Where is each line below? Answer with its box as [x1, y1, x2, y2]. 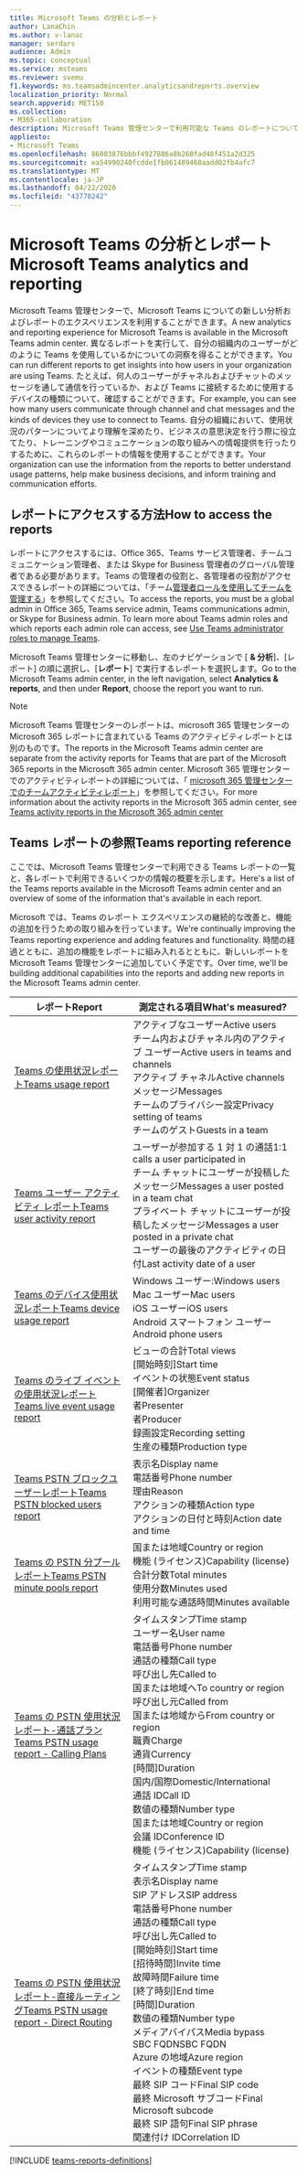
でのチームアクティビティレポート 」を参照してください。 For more [9, 786, 258, 797]
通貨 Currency [132, 1748, 192, 1761]
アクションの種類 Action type [132, 1498, 256, 1511]
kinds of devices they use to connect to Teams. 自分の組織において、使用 [9, 413, 286, 425]
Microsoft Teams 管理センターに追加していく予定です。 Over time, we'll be [9, 957, 289, 968]
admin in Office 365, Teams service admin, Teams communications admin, [9, 603, 291, 614]
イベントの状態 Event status [132, 1371, 250, 1384]
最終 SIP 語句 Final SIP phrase [132, 2116, 259, 2129]
